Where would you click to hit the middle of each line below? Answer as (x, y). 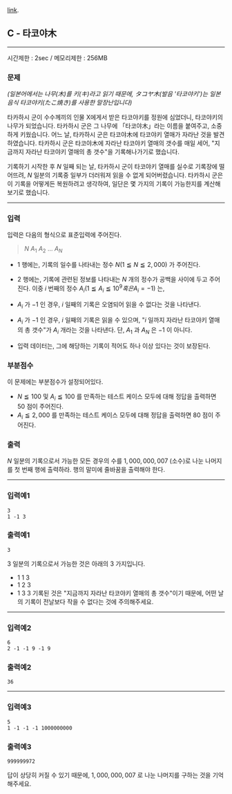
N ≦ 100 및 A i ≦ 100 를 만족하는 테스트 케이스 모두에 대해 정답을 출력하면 (117, 397)
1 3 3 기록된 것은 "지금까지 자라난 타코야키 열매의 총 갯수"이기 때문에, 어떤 (117, 593)
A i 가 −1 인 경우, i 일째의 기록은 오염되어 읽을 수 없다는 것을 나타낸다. (109, 305)
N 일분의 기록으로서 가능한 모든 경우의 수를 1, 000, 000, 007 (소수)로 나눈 (105, 461)
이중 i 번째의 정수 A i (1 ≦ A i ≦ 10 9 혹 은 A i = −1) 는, (98, 288)
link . (13, 10)
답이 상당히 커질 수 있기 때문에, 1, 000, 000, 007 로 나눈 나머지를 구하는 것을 (109, 775)
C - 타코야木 (32, 34)
